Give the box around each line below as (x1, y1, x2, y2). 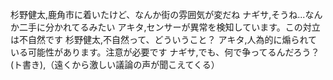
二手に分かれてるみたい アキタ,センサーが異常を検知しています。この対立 (18, 21, 321, 33)
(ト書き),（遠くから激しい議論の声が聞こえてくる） (10, 59, 220, 70)
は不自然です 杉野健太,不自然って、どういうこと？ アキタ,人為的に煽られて (10, 34, 318, 45)
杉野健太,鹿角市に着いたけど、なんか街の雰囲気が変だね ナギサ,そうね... (10, 9, 306, 20)
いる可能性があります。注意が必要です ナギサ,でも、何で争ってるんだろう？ (10, 46, 320, 58)
